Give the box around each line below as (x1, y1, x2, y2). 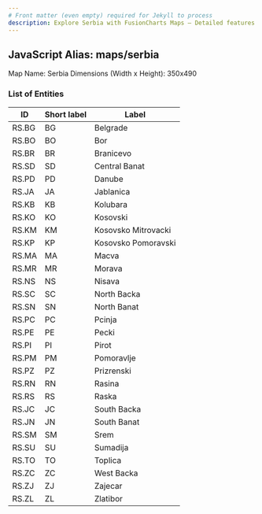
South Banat (94, 416, 140, 427)
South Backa (94, 403, 142, 414)
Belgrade (94, 122, 128, 133)
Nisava (94, 275, 120, 287)
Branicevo (94, 147, 132, 158)
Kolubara (94, 198, 128, 209)
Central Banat (94, 161, 146, 172)
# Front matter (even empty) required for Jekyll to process (8, 11, 213, 20)
